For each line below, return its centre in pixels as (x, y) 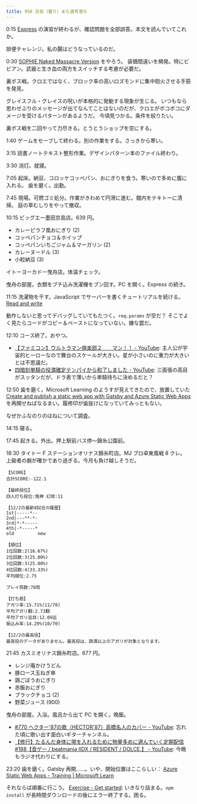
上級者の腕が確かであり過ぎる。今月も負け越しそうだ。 (73, 460)
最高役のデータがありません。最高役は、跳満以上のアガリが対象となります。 (84, 641)
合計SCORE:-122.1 (26, 479)
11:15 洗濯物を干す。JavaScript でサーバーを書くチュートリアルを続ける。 (95, 296)
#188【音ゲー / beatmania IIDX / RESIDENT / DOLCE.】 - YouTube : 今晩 (100, 749)
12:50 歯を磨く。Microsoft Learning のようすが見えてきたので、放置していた (98, 389)
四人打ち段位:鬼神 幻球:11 (35, 496)
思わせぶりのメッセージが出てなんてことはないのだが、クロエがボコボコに (96, 108)
